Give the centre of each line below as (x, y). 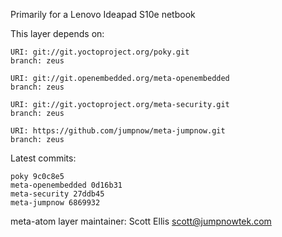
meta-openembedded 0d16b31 (66, 185)
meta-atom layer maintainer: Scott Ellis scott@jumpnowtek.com (141, 221)
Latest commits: (43, 158)
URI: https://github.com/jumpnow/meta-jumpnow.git (118, 131)
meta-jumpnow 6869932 (55, 203)
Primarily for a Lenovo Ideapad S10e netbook (103, 14)
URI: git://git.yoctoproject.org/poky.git (100, 52)
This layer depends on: (57, 33)
